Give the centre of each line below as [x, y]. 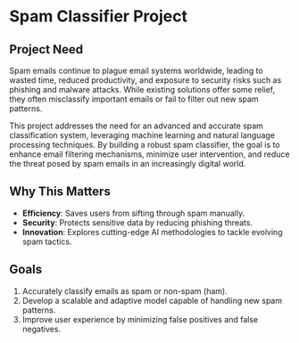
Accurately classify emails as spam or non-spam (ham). [125, 290]
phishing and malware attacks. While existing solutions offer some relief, [142, 90]
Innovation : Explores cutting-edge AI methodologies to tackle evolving [152, 232]
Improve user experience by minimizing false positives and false [140, 319]
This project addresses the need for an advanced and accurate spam [136, 126]
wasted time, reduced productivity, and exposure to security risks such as [145, 80]
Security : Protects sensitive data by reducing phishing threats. [137, 222]
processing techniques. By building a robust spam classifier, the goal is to [145, 145]
